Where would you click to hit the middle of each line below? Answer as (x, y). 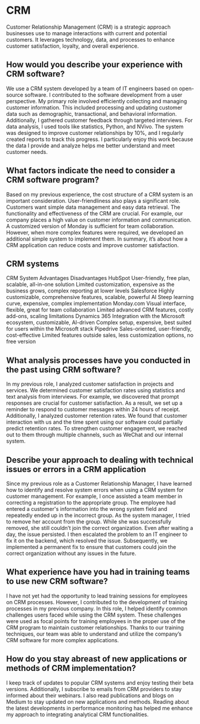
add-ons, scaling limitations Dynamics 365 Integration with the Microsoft (96, 316)
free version (21, 341)
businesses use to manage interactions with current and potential (87, 33)
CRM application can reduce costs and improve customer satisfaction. (93, 245)
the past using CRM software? (64, 370)
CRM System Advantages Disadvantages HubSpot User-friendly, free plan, (98, 278)
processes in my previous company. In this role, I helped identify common (97, 608)
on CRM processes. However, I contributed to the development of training (97, 602)
